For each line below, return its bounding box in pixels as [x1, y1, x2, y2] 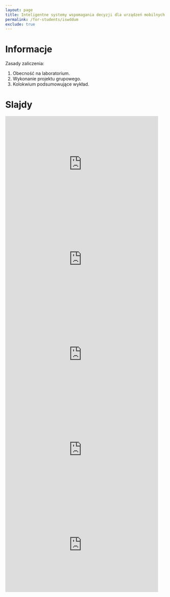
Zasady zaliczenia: [5, 61, 44, 67]
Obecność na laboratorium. [12, 70, 70, 76]
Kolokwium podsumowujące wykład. [12, 81, 90, 87]
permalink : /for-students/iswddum [5, 17, 79, 22]
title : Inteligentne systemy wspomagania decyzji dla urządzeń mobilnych [5, 12, 165, 17]
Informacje [5, 44, 52, 55]
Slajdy [5, 99, 33, 111]
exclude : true [5, 21, 36, 27]
